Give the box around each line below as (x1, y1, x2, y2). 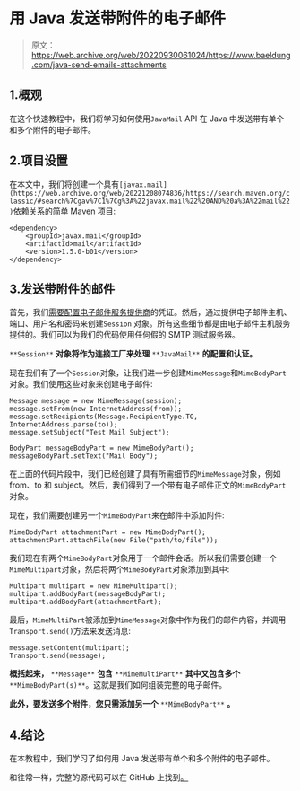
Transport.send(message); (9, 652, 106, 661)
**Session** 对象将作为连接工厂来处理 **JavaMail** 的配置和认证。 (9, 348, 258, 359)
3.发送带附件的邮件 (9, 281, 116, 296)
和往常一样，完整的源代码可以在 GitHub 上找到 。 (9, 772, 189, 783)
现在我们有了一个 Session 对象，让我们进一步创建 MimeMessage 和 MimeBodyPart (9, 367, 287, 378)
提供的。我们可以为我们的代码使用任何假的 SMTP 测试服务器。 (9, 330, 240, 340)
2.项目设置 (9, 154, 69, 169)
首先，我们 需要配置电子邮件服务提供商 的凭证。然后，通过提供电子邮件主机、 (9, 307, 292, 318)
